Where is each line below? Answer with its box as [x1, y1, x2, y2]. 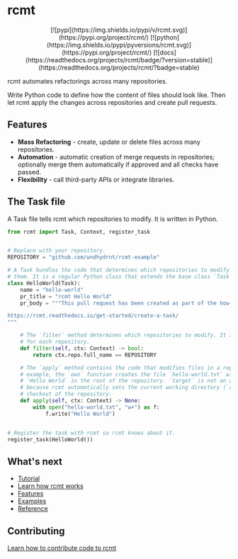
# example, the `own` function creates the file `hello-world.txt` [20, 371, 223, 378]
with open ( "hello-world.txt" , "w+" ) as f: [33, 403, 160, 411]
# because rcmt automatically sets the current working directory [20, 384, 220, 391]
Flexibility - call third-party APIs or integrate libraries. [17, 175, 175, 183]
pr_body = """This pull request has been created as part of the [20, 300, 217, 307]
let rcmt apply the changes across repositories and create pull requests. [7, 98, 217, 106]
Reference [17, 504, 48, 513]
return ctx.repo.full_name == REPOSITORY [33, 351, 157, 358]
